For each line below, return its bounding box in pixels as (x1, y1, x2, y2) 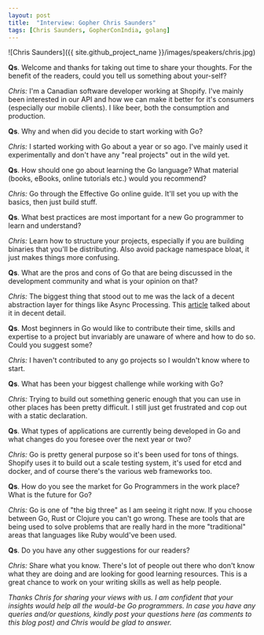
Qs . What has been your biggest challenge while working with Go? (8, 379, 224, 389)
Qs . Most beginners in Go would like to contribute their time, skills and (8, 324, 236, 333)
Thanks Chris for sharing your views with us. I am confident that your (8, 593, 233, 602)
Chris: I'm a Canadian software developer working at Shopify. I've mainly (8, 86, 244, 96)
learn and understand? (8, 221, 82, 230)
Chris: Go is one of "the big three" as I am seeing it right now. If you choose (8, 505, 253, 515)
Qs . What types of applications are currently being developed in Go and (8, 426, 241, 436)
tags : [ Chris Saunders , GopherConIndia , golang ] (8, 26, 170, 34)
